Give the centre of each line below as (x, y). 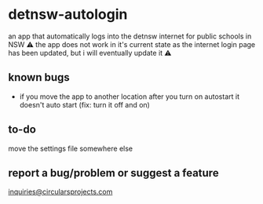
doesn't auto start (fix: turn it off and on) (85, 104)
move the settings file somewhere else (71, 148)
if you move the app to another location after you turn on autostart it (129, 97)
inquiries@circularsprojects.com (60, 192)
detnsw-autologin (68, 15)
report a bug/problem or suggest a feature (113, 173)
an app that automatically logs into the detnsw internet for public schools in (130, 36)
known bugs (39, 77)
